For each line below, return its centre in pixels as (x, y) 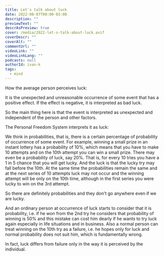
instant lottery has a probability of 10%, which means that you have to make (82, 147)
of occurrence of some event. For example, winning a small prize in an (76, 142)
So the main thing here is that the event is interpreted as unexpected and (79, 112)
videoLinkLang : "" (24, 55)
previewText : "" (22, 23)
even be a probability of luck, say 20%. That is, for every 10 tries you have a (82, 157)
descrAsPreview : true (27, 28)
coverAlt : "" (18, 42)
